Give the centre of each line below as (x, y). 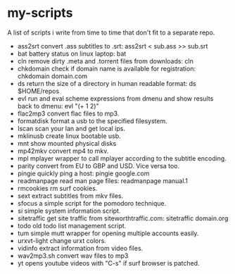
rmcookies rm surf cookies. (57, 188)
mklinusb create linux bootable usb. (69, 136)
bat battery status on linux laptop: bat (72, 54)
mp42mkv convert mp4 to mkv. (63, 151)
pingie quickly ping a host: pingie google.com (83, 173)
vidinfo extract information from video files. (80, 248)
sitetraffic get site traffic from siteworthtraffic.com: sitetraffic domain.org (123, 218)
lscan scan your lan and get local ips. (71, 128)
